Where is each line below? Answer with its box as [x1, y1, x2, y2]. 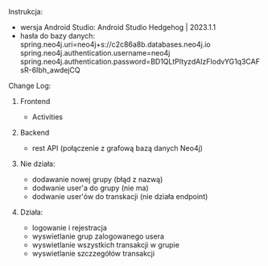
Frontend [19, 97, 51, 106]
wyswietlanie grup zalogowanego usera [31, 231, 165, 241]
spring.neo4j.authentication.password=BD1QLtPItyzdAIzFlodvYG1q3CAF [19, 56, 260, 66]
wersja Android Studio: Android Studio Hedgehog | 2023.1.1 [19, 23, 216, 31]
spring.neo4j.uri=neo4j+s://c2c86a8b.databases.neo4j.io [19, 39, 211, 49]
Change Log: [8, 81, 52, 90]
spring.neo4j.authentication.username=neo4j [19, 48, 171, 57]
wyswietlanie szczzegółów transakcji [31, 249, 155, 258]
